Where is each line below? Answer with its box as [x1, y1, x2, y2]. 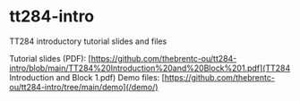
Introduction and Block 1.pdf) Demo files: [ [9, 72, 166, 82]
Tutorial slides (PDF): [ [9, 53, 91, 63]
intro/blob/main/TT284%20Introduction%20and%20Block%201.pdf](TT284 [9, 63, 291, 73]
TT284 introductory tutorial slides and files [9, 36, 167, 46]
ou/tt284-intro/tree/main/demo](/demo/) [9, 81, 159, 92]
